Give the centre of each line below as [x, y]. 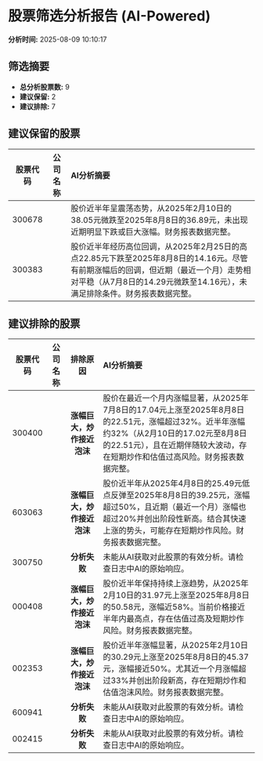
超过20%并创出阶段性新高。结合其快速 [175, 519]
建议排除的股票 [44, 324]
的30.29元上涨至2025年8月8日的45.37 [176, 657]
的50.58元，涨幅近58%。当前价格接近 [174, 607]
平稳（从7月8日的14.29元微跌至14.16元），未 [163, 282]
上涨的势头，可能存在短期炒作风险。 [169, 530]
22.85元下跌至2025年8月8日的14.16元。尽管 [163, 258]
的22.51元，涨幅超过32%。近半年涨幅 [174, 422]
